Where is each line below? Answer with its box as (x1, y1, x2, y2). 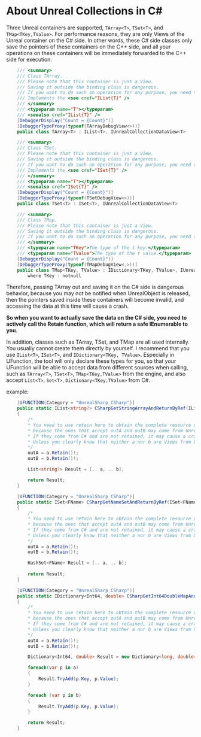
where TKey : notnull (28, 272, 82, 279)
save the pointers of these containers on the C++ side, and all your (6, 43, 171, 50)
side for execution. (6, 56, 53, 63)
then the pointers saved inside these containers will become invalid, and (6, 296, 184, 304)
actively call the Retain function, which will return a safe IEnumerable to (6, 320, 188, 327)
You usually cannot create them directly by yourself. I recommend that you (6, 345, 190, 352)
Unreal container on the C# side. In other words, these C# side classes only (6, 37, 193, 44)
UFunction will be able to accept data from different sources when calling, (6, 364, 188, 371)
